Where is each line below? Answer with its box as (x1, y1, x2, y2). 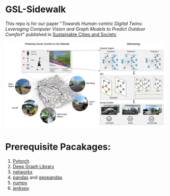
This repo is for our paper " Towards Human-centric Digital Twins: (5, 20, 143, 27)
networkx (12, 168, 33, 175)
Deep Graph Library (12, 163, 54, 169)
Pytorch (12, 158, 30, 164)
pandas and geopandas (12, 174, 63, 180)
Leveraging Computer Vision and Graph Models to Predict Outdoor (5, 26, 146, 32)
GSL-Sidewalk (5, 4, 66, 15)
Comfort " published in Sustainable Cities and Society (5, 31, 117, 37)
